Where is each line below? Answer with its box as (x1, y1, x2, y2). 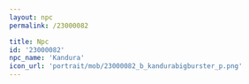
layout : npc (9, 12, 53, 22)
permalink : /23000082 (9, 21, 89, 30)
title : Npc (9, 37, 49, 46)
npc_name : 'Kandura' (9, 54, 86, 63)
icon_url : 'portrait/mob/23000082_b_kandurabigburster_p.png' (9, 62, 243, 71)
